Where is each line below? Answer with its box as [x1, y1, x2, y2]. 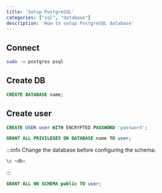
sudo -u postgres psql [6, 59, 64, 65]
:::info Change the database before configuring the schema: [6, 146, 156, 154]
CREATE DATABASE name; [6, 92, 64, 98]
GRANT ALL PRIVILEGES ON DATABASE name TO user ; [6, 135, 132, 141]
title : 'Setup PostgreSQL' [6, 8, 75, 15]
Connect [6, 42, 40, 53]
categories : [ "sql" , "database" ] [6, 15, 91, 21]
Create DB [6, 75, 46, 86]
